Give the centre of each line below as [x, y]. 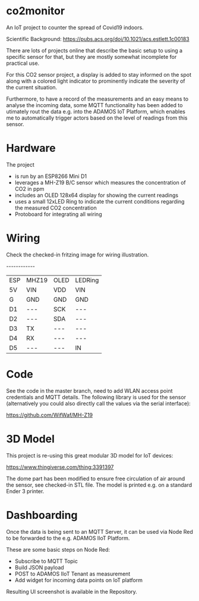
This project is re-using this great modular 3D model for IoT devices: [90, 455]
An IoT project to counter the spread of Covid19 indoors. [75, 27]
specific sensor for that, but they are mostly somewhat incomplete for [91, 57]
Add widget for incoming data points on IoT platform [79, 580]
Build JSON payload [39, 567]
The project [20, 164]
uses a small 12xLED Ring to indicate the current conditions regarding [100, 201]
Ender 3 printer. [25, 491]
